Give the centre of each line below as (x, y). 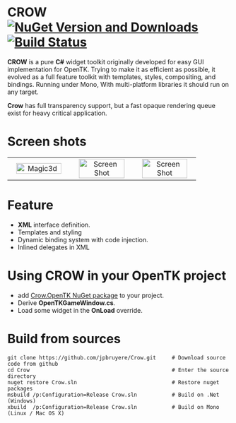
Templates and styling (50, 232)
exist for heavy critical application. (57, 113)
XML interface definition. (54, 225)
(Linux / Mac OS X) (36, 413)
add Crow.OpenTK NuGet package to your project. (91, 295)
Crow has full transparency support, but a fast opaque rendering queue (111, 105)
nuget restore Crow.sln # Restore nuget (113, 382)
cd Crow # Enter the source (118, 370)
